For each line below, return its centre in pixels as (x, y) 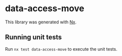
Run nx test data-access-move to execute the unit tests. (61, 49)
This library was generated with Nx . (41, 22)
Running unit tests (33, 37)
